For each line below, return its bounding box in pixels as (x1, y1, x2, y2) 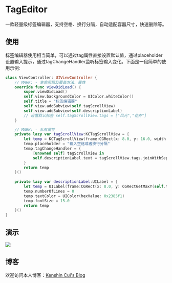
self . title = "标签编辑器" (24, 99, 78, 104)
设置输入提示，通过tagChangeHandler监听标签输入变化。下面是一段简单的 (5, 58, 162, 64)
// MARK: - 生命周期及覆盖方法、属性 (14, 80, 86, 85)
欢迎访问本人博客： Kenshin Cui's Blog (5, 272, 85, 278)
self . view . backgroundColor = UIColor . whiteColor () (24, 94, 134, 99)
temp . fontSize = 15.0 (24, 198, 70, 203)
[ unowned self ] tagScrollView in (32, 151, 104, 156)
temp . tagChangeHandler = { (24, 146, 81, 151)
